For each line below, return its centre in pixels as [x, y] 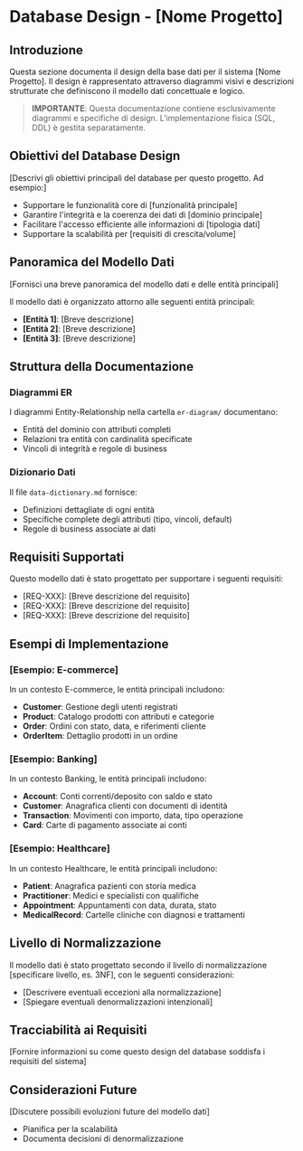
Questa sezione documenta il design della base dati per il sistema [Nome [145, 71]
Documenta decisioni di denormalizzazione [103, 1139]
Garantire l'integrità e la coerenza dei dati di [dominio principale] [142, 214]
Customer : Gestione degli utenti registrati [100, 707]
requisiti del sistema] [48, 1061]
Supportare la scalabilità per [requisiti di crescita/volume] [129, 233]
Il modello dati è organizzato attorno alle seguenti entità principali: [132, 301]
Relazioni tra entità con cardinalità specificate [107, 439]
